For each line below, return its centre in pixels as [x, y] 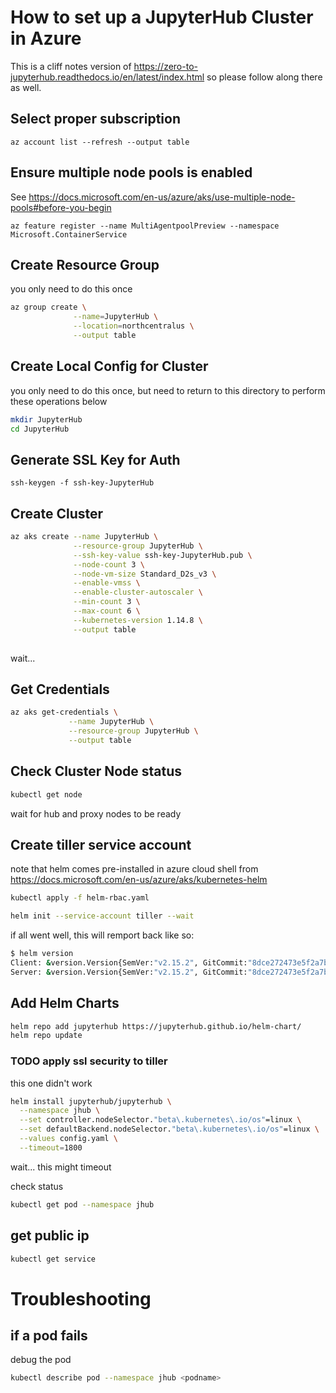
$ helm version [42, 954]
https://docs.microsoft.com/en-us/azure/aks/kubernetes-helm [139, 880]
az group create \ [48, 307]
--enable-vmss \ [107, 583]
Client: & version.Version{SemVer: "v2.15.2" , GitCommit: [129, 963]
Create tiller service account [101, 844]
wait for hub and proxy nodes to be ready [96, 813]
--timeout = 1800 [51, 1147]
